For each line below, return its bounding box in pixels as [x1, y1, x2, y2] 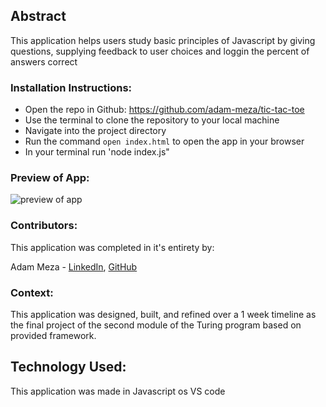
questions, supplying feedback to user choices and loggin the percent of [10, 45, 310, 57]
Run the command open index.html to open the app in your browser [24, 135, 305, 148]
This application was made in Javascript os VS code [10, 385, 226, 397]
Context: [10, 285, 54, 299]
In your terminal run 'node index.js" [24, 146, 170, 158]
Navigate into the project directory [24, 125, 167, 137]
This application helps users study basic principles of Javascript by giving [10, 34, 316, 46]
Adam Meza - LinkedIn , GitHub [10, 260, 138, 273]
